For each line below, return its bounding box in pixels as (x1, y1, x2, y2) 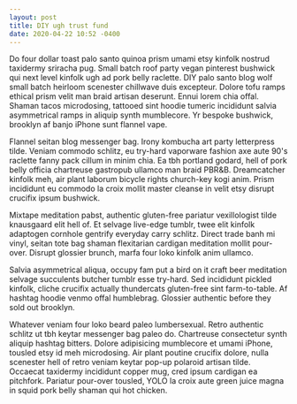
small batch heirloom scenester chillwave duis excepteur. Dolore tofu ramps (9, 81, 286, 93)
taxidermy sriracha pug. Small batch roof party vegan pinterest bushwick (9, 63, 276, 73)
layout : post (9, 12, 57, 22)
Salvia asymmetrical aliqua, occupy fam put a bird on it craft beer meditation (9, 264, 287, 275)
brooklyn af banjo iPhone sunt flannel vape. (9, 119, 168, 130)
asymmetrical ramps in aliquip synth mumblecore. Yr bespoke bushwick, (9, 110, 274, 120)
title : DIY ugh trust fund (9, 21, 109, 30)
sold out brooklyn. (9, 302, 75, 313)
